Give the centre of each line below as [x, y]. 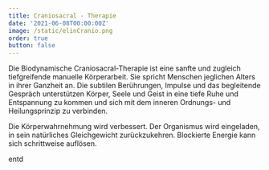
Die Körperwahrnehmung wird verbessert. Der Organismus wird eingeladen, [134, 127]
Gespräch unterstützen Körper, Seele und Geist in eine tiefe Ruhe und [123, 94]
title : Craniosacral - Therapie [62, 16]
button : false [32, 46]
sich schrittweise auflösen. [53, 144]
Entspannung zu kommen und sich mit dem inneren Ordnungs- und [120, 103]
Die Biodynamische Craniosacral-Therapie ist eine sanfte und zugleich [124, 68]
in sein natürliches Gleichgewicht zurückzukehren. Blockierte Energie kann [132, 135]
